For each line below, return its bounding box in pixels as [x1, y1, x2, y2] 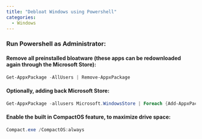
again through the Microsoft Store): [6, 61, 96, 68]
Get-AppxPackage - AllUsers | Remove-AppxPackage [6, 74, 130, 80]
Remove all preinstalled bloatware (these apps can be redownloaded [6, 55, 182, 62]
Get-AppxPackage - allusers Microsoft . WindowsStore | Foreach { [6, 100, 168, 107]
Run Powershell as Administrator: [6, 40, 106, 48]
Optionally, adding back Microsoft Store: [6, 87, 110, 94]
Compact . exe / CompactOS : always [6, 126, 85, 132]
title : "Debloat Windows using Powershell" [6, 8, 117, 15]
